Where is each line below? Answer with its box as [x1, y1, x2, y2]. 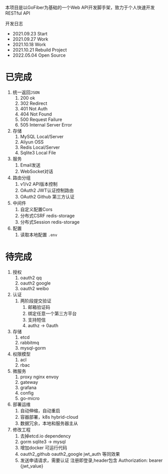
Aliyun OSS [20, 139, 44, 145]
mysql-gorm [20, 345, 47, 351]
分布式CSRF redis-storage [20, 212, 75, 219]
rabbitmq [20, 339, 39, 345]
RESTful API [5, 10, 30, 16]
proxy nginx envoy [20, 374, 59, 380]
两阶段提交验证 [20, 298, 52, 304]
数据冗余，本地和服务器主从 [20, 420, 78, 426]
